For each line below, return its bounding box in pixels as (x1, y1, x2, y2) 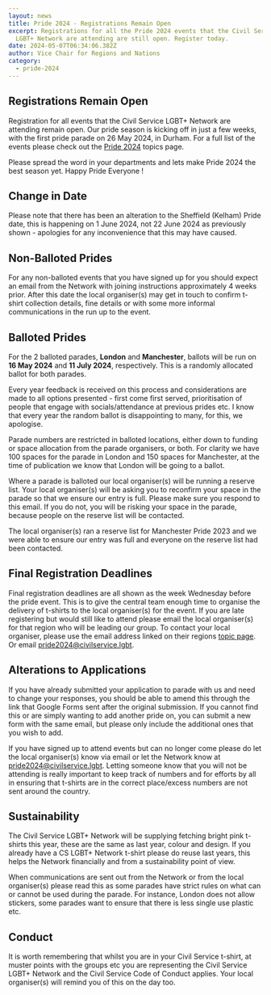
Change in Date (8, 189, 87, 203)
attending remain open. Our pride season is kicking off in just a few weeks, (8, 124, 256, 134)
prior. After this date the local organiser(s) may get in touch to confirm (8, 290, 241, 300)
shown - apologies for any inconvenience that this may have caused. (8, 228, 237, 238)
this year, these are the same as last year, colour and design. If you (28, 840, 252, 850)
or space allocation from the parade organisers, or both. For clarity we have (8, 444, 260, 453)
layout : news (8, 11, 52, 20)
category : (8, 57, 42, 65)
